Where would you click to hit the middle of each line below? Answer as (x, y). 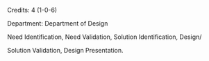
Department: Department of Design (58, 23)
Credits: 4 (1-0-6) (32, 10)
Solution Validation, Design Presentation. (65, 50)
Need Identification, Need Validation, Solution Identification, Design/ (104, 37)
